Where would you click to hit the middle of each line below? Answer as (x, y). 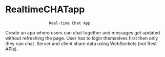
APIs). (12, 49)
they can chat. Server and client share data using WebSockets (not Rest (81, 43)
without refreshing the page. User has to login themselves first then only (82, 38)
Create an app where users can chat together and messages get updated (83, 32)
